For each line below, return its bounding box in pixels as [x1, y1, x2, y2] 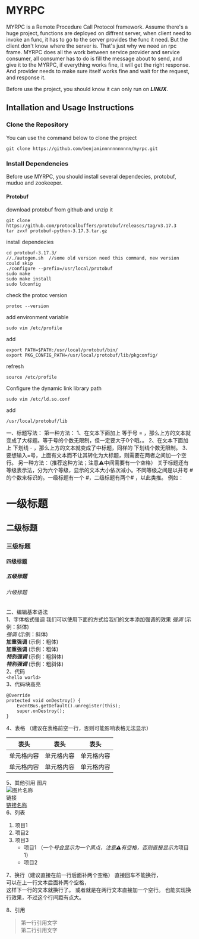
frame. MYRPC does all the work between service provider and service [6, 48, 180, 55]
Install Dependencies [6, 159, 69, 167]
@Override [6, 692, 31, 698]
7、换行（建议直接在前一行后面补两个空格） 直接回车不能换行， [6, 871, 162, 878]
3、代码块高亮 [6, 680, 41, 688]
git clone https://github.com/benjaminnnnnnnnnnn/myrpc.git [6, 145, 159, 152]
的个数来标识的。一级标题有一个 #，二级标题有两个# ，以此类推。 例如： [6, 474, 184, 481]
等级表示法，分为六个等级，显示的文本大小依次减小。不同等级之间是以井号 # [6, 467, 193, 474]
